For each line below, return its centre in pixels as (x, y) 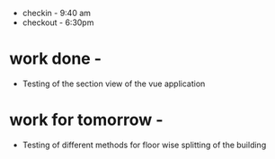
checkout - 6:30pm (58, 22)
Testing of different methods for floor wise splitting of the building (144, 145)
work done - (55, 59)
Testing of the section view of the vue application (114, 84)
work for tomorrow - (86, 120)
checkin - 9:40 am (57, 13)
